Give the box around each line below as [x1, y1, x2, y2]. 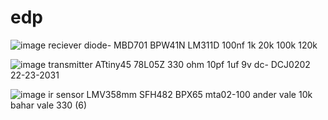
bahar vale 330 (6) [10, 99, 88, 111]
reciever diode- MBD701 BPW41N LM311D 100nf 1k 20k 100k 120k [48, 39, 318, 51]
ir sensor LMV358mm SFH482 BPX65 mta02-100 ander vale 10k [48, 88, 313, 100]
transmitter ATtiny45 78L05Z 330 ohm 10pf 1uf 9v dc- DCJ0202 [48, 58, 311, 70]
